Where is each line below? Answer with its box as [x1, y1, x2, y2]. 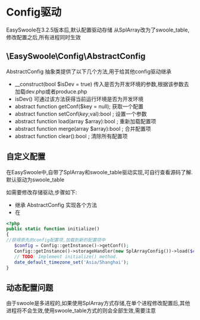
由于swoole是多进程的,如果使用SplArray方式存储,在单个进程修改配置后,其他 [6, 300, 190, 307]
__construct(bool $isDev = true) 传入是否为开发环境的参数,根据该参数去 [14, 80, 189, 87]
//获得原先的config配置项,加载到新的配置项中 [6, 237, 106, 243]
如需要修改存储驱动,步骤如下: [6, 189, 77, 196]
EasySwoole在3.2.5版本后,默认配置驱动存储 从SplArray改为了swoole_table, [6, 26, 189, 33]
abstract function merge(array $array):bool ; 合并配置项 [14, 125, 151, 132]
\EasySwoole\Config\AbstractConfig [6, 51, 146, 61]
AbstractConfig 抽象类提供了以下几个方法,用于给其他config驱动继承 [6, 68, 171, 75]
